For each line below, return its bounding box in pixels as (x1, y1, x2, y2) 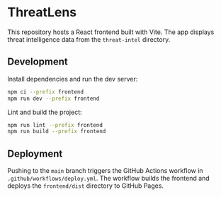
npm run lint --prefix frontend (7, 121, 103, 128)
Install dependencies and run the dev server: (7, 74, 138, 83)
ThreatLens (7, 4, 76, 21)
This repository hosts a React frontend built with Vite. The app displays (7, 28, 215, 36)
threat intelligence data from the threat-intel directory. (7, 35, 171, 43)
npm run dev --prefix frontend (7, 95, 100, 102)
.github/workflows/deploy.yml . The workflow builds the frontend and (7, 174, 210, 183)
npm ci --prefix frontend (7, 88, 84, 96)
